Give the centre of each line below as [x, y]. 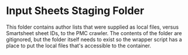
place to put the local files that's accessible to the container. [78, 46]
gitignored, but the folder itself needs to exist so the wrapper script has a [94, 39]
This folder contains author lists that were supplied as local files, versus [93, 27]
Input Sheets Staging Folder [75, 11]
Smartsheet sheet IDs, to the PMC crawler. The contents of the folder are [94, 33]
